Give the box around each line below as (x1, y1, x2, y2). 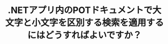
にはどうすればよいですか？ (27, 29, 142, 41)
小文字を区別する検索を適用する (32, 17, 164, 28)
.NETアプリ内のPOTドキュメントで (8, 4, 152, 16)
